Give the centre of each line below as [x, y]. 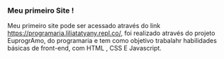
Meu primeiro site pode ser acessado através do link [84, 26]
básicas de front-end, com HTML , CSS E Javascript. [84, 48]
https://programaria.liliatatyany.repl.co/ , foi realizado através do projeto [111, 33]
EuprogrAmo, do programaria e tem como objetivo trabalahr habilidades [112, 41]
